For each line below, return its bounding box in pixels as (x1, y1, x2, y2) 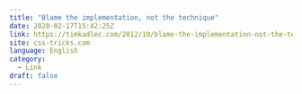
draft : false (9, 72, 58, 81)
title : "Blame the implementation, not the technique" (9, 13, 219, 22)
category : (9, 55, 47, 64)
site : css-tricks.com (9, 38, 91, 47)
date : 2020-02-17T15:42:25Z (9, 21, 115, 30)
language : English (9, 47, 78, 56)
